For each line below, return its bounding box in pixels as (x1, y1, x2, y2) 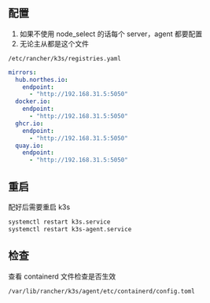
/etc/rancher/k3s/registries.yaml (8, 54, 122, 62)
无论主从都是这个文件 (19, 39, 89, 48)
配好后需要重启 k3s (8, 202, 71, 212)
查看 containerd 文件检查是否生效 (8, 272, 116, 281)
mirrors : (8, 68, 37, 76)
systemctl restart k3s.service (8, 218, 111, 226)
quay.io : (15, 142, 44, 150)
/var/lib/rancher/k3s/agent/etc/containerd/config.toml (8, 287, 195, 295)
